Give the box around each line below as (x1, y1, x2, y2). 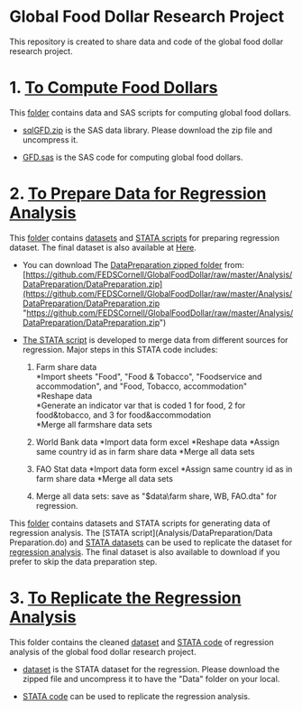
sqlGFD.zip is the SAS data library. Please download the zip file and (22, 125, 273, 135)
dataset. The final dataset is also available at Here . (9, 242, 197, 253)
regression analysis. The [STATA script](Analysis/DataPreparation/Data (9, 527, 273, 538)
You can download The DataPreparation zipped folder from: (22, 259, 245, 270)
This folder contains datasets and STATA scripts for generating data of (9, 517, 270, 529)
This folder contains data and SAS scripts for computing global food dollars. (9, 106, 291, 118)
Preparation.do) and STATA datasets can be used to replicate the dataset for (9, 537, 293, 548)
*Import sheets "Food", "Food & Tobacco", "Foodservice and (35, 371, 262, 382)
